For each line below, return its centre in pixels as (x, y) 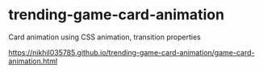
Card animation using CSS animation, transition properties (105, 37)
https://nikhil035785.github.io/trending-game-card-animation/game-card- (131, 52)
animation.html (33, 61)
